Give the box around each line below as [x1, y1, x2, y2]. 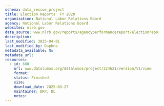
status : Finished [14, 75, 49, 80]
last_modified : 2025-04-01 [5, 39, 60, 44]
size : [14, 80, 25, 85]
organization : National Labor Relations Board [5, 16, 102, 21]
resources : [5, 57, 27, 62]
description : [5, 35, 32, 40]
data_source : [5, 30, 32, 35]
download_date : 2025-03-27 [14, 84, 69, 89]
